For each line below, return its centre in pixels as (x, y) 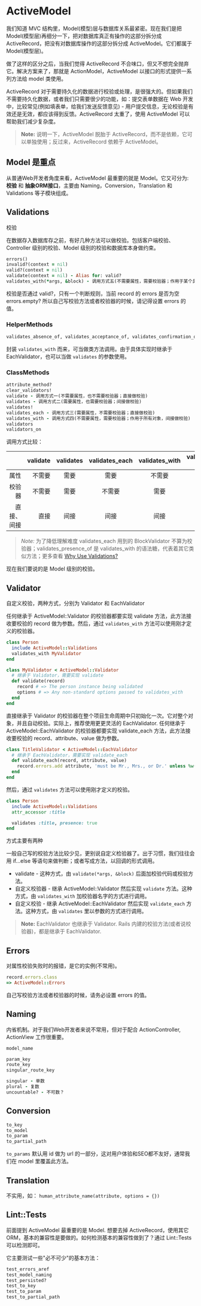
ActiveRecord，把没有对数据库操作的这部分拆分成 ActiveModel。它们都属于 (99, 43)
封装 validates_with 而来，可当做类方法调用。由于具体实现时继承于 (89, 349)
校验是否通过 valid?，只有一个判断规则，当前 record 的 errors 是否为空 (93, 293)
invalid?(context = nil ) (37, 265)
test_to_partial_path (33, 1297)
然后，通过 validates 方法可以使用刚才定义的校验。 (70, 789)
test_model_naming (29, 1275)
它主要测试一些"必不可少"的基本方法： (53, 1257)
